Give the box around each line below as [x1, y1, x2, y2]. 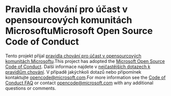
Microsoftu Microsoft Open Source [5, 25, 153, 37]
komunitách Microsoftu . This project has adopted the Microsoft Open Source [5, 58, 165, 64]
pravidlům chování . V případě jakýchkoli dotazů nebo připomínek [5, 69, 141, 75]
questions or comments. [5, 85, 56, 91]
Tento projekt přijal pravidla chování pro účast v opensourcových [5, 52, 141, 59]
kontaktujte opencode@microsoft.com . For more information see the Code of [5, 74, 166, 80]
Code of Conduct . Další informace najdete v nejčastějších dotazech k [5, 63, 151, 70]
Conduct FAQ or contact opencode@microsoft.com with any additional [5, 80, 154, 86]
